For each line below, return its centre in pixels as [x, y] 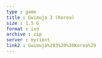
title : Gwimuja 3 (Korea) [40, 18]
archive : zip [24, 34]
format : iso [23, 29]
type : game [21, 12]
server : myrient [28, 40]
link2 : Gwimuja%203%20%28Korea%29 [51, 46]
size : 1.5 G [23, 23]
